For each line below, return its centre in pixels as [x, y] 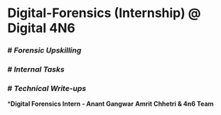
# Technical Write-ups [47, 88]
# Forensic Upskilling [44, 50]
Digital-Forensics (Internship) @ [104, 13]
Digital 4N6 [42, 28]
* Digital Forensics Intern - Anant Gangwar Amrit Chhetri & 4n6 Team [111, 104]
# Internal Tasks [36, 70]
